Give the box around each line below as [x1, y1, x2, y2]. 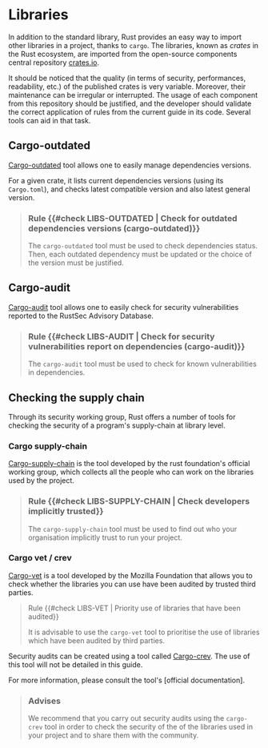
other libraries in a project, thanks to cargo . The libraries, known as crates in [8, 40, 258, 50]
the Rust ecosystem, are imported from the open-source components [8, 49, 238, 58]
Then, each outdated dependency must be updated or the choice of [27, 250, 252, 259]
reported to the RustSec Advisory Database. [8, 311, 154, 320]
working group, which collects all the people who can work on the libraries [8, 467, 254, 477]
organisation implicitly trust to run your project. [27, 533, 182, 542]
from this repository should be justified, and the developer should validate [8, 99, 252, 108]
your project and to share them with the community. [27, 730, 199, 740]
